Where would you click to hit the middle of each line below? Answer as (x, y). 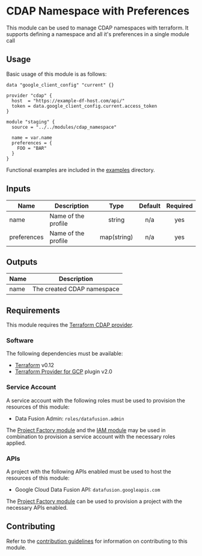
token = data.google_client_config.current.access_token (84, 106)
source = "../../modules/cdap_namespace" (64, 127)
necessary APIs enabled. (37, 508)
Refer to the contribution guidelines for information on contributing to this (97, 541)
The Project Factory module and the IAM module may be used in (86, 430)
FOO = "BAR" (32, 148)
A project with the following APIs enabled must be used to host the (89, 472)
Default (150, 206)
